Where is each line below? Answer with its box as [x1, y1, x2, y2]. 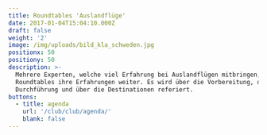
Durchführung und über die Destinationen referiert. [15, 85, 194, 94]
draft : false [8, 26, 52, 34]
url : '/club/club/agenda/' [22, 108, 112, 116]
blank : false [22, 115, 66, 123]
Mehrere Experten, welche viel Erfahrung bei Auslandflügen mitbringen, [15, 71, 261, 79]
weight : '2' [8, 33, 48, 42]
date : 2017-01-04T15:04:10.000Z [8, 19, 115, 27]
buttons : [8, 93, 37, 101]
